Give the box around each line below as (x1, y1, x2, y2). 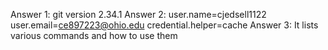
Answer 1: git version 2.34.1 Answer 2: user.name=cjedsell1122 (10, 9, 267, 20)
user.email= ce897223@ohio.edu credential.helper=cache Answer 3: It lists (10, 19, 319, 31)
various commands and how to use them (10, 30, 178, 41)
